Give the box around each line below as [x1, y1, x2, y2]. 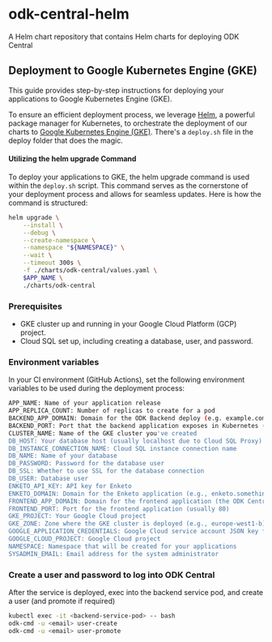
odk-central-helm [8, 5, 130, 24]
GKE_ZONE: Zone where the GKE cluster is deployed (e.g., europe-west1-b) [8, 520, 266, 528]
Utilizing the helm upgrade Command [8, 154, 137, 164]
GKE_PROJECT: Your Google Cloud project [8, 512, 147, 520]
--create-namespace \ [23, 236, 96, 244]
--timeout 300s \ [23, 259, 82, 267]
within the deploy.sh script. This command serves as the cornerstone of [8, 180, 249, 190]
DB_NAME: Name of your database [8, 452, 117, 460]
